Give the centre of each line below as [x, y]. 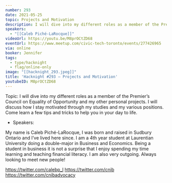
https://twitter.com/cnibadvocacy [40, 175]
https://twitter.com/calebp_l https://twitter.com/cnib [60, 169]
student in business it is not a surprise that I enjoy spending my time [77, 149]
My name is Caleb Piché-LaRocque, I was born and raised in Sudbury [79, 132]
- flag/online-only [31, 67]
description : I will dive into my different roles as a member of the [82, 24]
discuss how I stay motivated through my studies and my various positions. [84, 107]
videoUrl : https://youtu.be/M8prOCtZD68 [49, 39]
